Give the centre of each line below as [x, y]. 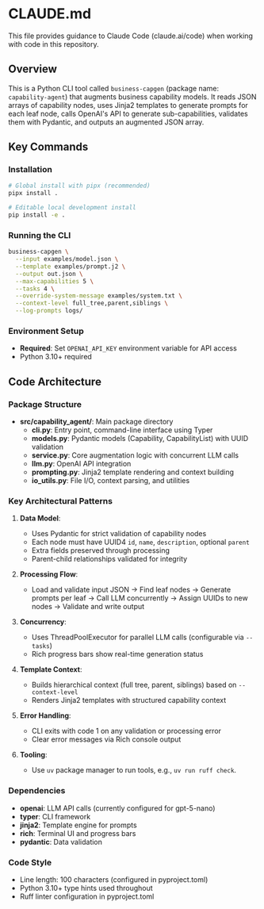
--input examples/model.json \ [67, 259]
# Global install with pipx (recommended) [79, 186]
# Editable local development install [72, 208]
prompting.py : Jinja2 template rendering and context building [132, 472]
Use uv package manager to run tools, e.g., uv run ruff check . [134, 770]
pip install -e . [37, 215]
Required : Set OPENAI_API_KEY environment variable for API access [128, 348]
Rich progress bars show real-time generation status [117, 654]
